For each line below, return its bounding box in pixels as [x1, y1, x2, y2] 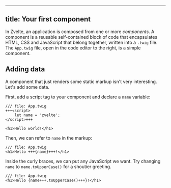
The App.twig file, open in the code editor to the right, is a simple [5, 44, 141, 51]
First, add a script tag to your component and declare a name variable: [5, 94, 151, 100]
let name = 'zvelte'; [14, 113, 60, 118]
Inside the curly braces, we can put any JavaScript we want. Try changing [5, 158, 161, 164]
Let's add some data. [5, 84, 50, 90]
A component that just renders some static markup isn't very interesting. [5, 78, 157, 85]
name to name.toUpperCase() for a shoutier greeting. [5, 164, 111, 170]
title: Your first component [5, 15, 91, 23]
